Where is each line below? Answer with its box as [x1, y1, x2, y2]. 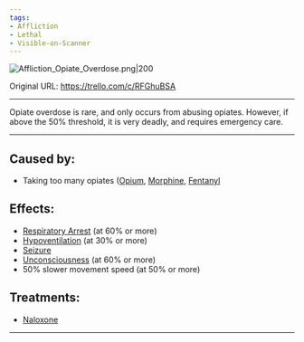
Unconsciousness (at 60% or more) [22, 254, 157, 265]
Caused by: [9, 151, 75, 166]
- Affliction [9, 22, 59, 31]
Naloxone [22, 314, 59, 325]
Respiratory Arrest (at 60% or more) [22, 225, 157, 236]
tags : [9, 13, 30, 23]
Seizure [22, 244, 52, 255]
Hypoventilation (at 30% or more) [22, 234, 147, 245]
